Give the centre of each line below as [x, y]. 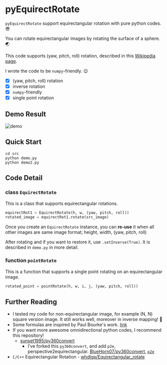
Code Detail [24, 178]
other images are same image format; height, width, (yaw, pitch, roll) [76, 232]
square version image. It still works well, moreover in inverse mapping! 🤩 [87, 320]
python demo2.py [22, 163]
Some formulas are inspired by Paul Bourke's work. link [70, 325]
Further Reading [31, 302]
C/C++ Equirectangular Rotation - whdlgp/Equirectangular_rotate [78, 357]
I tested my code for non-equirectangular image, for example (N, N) [82, 314]
